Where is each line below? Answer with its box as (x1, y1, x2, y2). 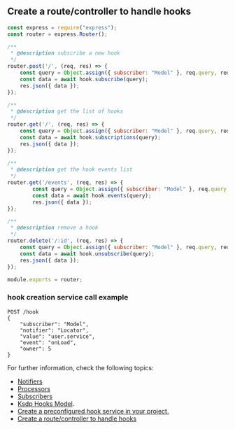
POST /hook (7, 308, 39, 316)
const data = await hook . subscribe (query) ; (20, 76, 149, 83)
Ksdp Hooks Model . (17, 399, 75, 408)
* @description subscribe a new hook (10, 50, 120, 57)
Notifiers (17, 377, 43, 386)
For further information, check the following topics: (7, 363, 154, 372)
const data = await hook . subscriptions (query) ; (20, 134, 161, 141)
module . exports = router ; (7, 276, 83, 283)
